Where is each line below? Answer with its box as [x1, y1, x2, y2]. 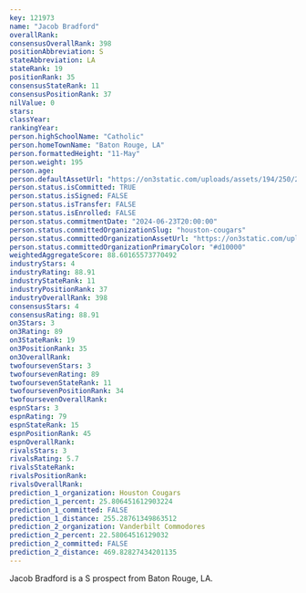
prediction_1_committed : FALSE [9, 505, 128, 515]
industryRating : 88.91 [9, 268, 96, 277]
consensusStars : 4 [9, 302, 79, 311]
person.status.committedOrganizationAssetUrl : [9, 234, 189, 243]
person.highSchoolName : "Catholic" [9, 132, 145, 141]
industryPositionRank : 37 [9, 285, 107, 294]
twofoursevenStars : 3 [9, 361, 92, 370]
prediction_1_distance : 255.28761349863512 [9, 514, 178, 523]
